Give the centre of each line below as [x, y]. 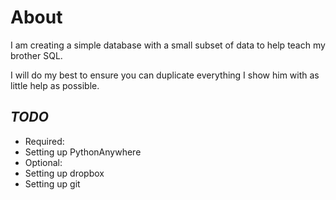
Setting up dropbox [64, 173]
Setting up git [52, 183]
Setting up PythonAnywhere [83, 152]
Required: [44, 141]
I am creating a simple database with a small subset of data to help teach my [168, 45]
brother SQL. [36, 55]
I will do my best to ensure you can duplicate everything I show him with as [165, 75]
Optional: [43, 162]
